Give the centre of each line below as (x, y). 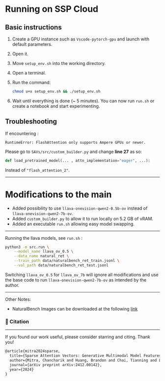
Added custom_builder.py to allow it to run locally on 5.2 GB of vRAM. (83, 219)
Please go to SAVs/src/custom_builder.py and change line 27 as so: (74, 152)
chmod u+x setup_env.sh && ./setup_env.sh (56, 92)
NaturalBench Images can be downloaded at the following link (75, 309)
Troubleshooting (31, 122)
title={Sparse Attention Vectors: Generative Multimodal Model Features (85, 356)
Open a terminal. (29, 73)
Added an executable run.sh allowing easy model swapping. (73, 224)
